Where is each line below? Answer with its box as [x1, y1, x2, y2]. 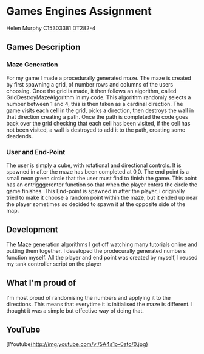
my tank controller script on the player [6, 260, 102, 267]
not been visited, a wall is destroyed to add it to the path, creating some [6, 126, 186, 133]
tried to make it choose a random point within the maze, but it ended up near [6, 194, 198, 201]
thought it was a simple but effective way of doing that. [6, 306, 144, 314]
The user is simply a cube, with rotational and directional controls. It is [6, 161, 182, 169]
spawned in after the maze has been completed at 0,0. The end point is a [6, 168, 189, 175]
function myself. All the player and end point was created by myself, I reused [6, 253, 198, 261]
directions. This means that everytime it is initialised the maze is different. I [6, 300, 193, 308]
